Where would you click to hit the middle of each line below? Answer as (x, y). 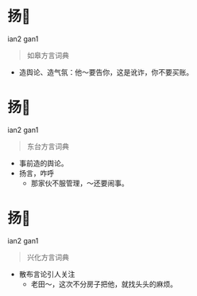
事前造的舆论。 (43, 163)
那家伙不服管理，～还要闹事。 (79, 183)
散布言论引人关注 (47, 274)
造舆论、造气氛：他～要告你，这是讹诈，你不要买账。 (106, 72)
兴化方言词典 (48, 257)
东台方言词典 (48, 146)
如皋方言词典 (48, 55)
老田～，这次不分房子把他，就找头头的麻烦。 (104, 284)
